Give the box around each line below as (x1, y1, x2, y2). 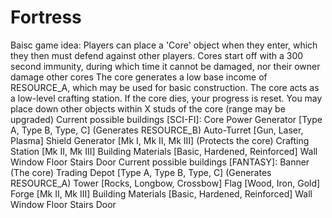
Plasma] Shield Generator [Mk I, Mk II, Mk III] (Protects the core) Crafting (10, 134, 310, 146)
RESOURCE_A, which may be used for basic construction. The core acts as (10, 81, 320, 93)
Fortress (10, 6, 82, 29)
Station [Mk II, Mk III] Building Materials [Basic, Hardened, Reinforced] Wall (10, 145, 318, 157)
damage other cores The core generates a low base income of (10, 71, 268, 83)
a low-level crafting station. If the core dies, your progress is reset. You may (10, 92, 323, 104)
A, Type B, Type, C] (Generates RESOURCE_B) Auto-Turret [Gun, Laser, (10, 124, 304, 136)
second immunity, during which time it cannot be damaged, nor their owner (10, 60, 321, 72)
